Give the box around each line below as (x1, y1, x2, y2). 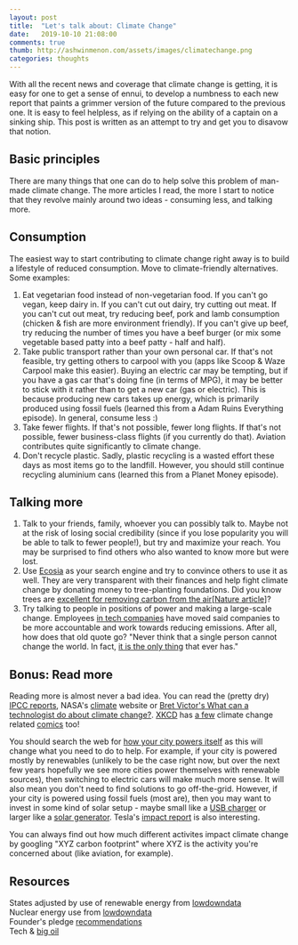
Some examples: (9, 272, 70, 283)
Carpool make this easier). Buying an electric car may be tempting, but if (21, 365, 289, 376)
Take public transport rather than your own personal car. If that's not (21, 346, 273, 357)
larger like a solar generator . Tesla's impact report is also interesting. (9, 812, 261, 823)
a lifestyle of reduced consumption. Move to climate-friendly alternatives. (9, 262, 278, 273)
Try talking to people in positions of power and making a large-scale (21, 603, 273, 614)
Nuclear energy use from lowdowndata (9, 907, 153, 917)
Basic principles (9, 152, 101, 167)
